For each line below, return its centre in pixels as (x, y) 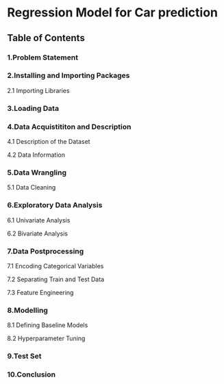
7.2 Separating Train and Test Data (56, 279)
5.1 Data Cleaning (32, 188)
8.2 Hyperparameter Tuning (46, 338)
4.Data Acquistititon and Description (69, 127)
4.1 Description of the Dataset (49, 142)
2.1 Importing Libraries (38, 90)
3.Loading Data (33, 108)
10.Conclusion (32, 374)
